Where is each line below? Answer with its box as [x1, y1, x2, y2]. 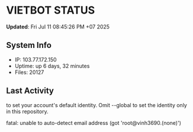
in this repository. [6, 108, 49, 115]
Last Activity [6, 86, 54, 96]
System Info [6, 40, 52, 50]
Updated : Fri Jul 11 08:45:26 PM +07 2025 [6, 23, 110, 30]
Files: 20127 [14, 69, 44, 76]
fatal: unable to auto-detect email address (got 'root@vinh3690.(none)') [6, 119, 182, 126]
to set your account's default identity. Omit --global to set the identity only [6, 101, 188, 108]
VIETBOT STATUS [6, 4, 95, 17]
